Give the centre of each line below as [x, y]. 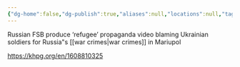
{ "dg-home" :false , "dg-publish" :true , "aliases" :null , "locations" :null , [115, 14]
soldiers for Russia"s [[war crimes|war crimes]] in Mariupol [94, 42]
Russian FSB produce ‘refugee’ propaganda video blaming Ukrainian [108, 34]
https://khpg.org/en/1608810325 [55, 56]
